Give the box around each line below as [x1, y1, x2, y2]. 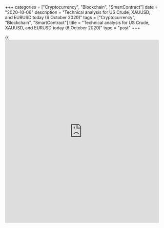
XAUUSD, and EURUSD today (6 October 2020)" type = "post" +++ [5, 25, 141, 31]
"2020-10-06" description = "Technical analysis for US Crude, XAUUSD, [5, 9, 150, 15]
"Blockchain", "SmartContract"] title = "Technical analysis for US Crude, [5, 20, 150, 25]
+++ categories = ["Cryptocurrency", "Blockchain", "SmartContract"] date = [5, 4, 158, 10]
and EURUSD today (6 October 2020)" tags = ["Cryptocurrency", [5, 15, 136, 20]
